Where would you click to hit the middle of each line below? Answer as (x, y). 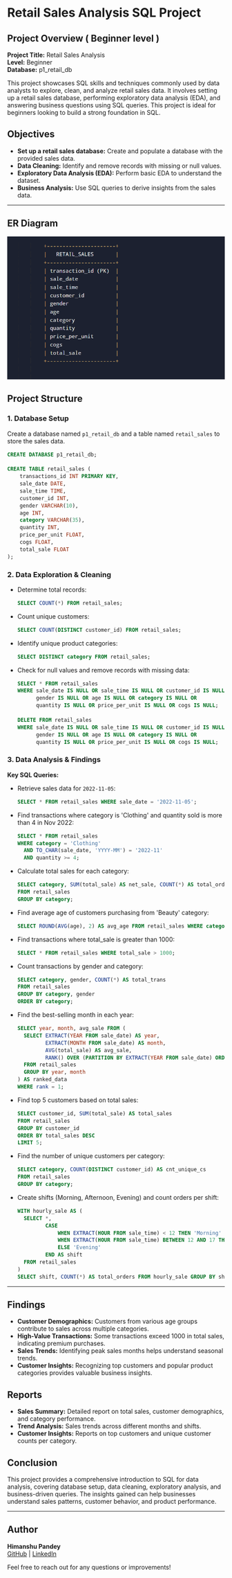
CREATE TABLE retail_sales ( (49, 469)
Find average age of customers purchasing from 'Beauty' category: (113, 912)
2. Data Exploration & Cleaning (59, 574)
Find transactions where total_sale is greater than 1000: (96, 939)
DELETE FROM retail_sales (54, 720)
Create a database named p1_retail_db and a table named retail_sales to (114, 434)
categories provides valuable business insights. (85, 1373)
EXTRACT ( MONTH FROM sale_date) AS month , (106, 1043)
